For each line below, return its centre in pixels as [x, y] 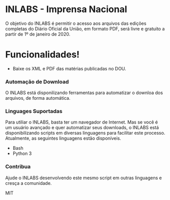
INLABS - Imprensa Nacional [66, 9]
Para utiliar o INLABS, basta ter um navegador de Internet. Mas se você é [82, 122]
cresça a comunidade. [29, 183]
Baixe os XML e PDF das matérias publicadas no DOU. [69, 68]
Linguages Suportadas [34, 111]
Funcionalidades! [42, 55]
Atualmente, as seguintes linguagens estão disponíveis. [63, 138]
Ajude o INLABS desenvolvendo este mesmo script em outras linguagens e [84, 178]
